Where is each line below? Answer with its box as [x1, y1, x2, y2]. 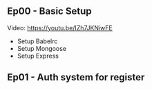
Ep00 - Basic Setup [7, 5, 92, 17]
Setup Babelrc [17, 37, 58, 45]
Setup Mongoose [17, 44, 67, 52]
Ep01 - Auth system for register [7, 71, 145, 83]
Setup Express [17, 52, 59, 60]
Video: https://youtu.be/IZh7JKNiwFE [7, 23, 113, 32]
